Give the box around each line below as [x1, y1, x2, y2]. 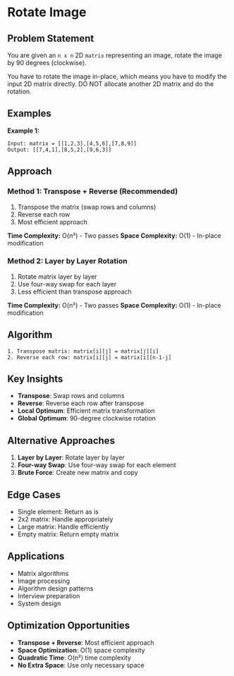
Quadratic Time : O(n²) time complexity [17, 653, 132, 662]
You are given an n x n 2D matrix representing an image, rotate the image [7, 51, 222, 59]
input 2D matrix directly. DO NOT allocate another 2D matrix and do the [7, 80, 214, 88]
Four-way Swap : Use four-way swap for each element [17, 461, 176, 469]
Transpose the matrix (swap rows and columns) [17, 203, 156, 211]
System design [17, 599, 61, 608]
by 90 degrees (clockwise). [7, 59, 87, 67]
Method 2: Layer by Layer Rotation [7, 256, 128, 266]
